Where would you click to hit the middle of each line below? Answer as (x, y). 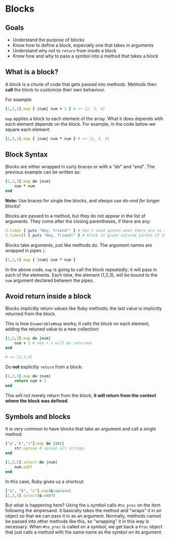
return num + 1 (30, 381)
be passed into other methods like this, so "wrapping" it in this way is (77, 521)
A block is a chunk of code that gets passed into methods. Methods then (81, 84)
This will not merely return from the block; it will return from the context (81, 395)
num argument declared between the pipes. (50, 280)
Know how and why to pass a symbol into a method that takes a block (85, 56)
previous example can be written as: (43, 172)
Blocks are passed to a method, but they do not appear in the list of (75, 216)
